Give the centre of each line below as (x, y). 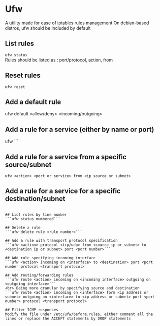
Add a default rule (33, 102)
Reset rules (23, 75)
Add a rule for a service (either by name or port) (80, 129)
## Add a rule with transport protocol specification (62, 240)
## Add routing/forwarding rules (39, 275)
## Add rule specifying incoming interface (50, 258)
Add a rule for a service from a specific (66, 157)
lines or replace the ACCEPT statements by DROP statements (68, 318)
